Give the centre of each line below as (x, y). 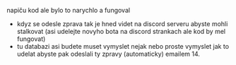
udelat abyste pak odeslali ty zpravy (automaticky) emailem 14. (108, 54)
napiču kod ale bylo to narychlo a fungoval (69, 10)
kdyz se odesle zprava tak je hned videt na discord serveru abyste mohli (122, 24)
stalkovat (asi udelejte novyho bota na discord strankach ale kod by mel (121, 31)
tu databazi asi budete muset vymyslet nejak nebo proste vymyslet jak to (123, 46)
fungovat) (31, 39)
